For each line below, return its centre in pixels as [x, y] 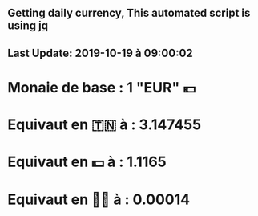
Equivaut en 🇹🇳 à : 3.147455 [105, 125]
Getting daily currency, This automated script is [129, 13]
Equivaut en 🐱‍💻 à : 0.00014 [99, 199]
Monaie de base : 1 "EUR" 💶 [102, 87]
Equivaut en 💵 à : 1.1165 [87, 162]
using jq [28, 26]
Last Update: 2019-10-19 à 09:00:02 [100, 53]
